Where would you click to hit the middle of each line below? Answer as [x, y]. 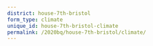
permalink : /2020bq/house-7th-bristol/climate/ [77, 32]
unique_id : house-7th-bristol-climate [63, 26]
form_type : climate [35, 20]
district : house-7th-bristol [49, 13]
